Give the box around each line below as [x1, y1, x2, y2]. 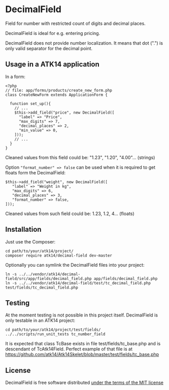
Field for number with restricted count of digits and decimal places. [5, 20, 146, 26]
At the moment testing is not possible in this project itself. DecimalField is [5, 312, 158, 318]
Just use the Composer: [5, 238, 56, 244]
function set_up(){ [10, 101, 51, 106]
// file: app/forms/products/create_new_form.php [5, 88, 113, 93]
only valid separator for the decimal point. [5, 45, 93, 51]
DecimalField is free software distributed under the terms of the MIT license [5, 379, 164, 386]
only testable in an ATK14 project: [5, 317, 75, 324]
